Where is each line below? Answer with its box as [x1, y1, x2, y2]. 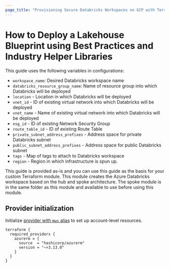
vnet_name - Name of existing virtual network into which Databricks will [12, 109, 160, 116]
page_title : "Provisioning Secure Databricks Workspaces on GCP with [5, 7, 155, 13]
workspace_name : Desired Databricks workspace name [12, 77, 124, 84]
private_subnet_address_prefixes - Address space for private [12, 131, 142, 137]
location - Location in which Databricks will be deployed [12, 93, 132, 99]
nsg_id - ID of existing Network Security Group [12, 120, 110, 127]
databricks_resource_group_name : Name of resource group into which [12, 83, 157, 89]
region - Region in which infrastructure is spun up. [12, 158, 118, 164]
